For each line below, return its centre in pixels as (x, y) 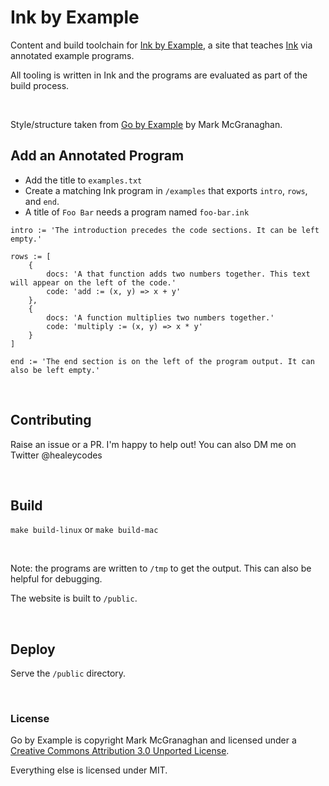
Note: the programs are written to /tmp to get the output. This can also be (161, 568)
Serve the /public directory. (68, 673)
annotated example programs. (72, 55)
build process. (40, 85)
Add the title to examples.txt (83, 180)
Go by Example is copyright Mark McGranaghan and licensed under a (153, 740)
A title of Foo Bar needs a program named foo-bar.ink (137, 212)
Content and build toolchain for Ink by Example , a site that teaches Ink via (161, 45)
